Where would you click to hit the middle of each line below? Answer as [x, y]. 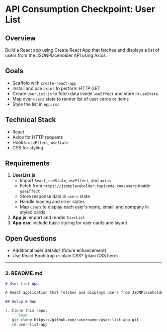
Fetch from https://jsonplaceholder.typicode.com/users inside [85, 186]
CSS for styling [28, 147]
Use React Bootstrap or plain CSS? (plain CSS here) [65, 256]
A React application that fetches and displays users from [68, 293]
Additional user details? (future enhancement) [59, 250]
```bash [20, 315]
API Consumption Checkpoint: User [80, 9]
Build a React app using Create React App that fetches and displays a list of [83, 50]
